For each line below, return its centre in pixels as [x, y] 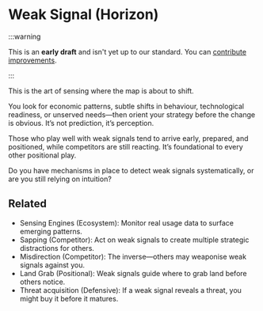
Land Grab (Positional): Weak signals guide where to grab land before [133, 273]
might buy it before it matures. [69, 298]
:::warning [25, 36]
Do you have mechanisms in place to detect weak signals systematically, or [131, 170]
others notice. [42, 282]
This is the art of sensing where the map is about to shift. [101, 91]
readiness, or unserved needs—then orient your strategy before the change [132, 114]
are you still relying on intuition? [60, 179]
